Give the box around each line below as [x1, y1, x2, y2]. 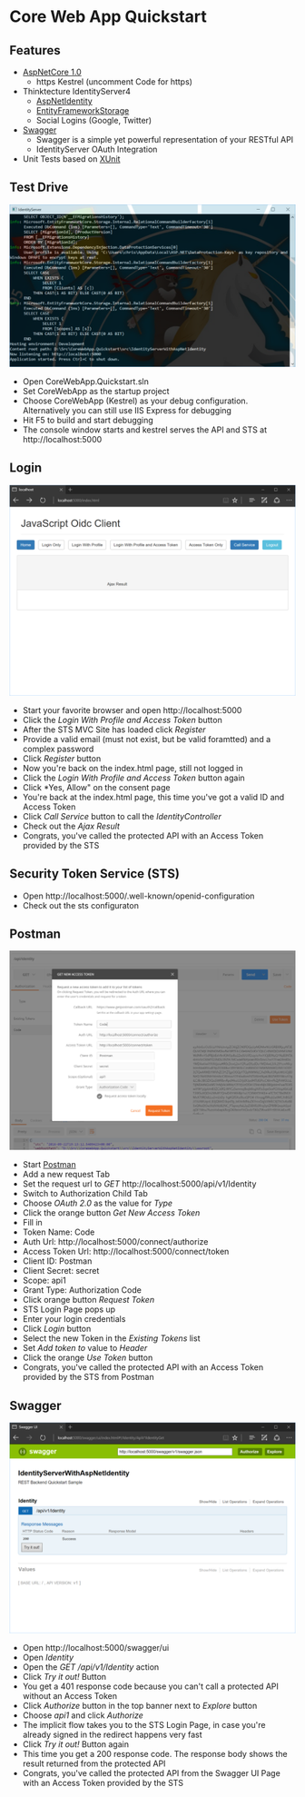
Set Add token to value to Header [22, 1343, 148, 1354]
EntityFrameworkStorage [35, 105, 130, 115]
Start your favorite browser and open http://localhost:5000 [22, 704, 242, 715]
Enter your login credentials [22, 1314, 126, 1325]
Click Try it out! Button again [22, 1739, 130, 1750]
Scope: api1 [22, 1275, 66, 1286]
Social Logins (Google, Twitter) [35, 115, 152, 125]
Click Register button [22, 752, 102, 764]
